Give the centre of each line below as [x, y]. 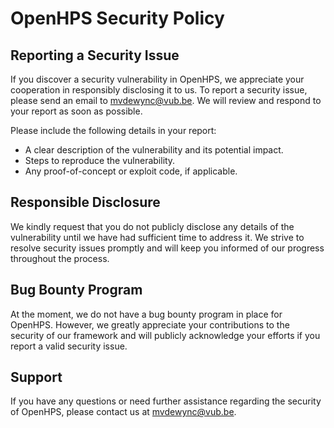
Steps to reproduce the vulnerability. [100, 160]
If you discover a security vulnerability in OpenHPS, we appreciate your [157, 79]
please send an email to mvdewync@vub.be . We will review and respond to [166, 100]
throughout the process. [60, 258]
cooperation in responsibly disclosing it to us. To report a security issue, [159, 90]
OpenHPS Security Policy [117, 18]
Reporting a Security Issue [95, 55]
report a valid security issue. [69, 346]
